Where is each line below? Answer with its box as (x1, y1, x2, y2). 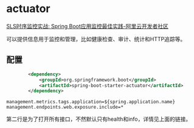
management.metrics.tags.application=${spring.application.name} (6, 99, 175, 105)
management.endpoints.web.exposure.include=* (6, 104, 123, 110)
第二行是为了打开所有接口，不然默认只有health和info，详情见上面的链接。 (6, 115, 192, 123)
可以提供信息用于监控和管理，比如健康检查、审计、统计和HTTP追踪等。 (6, 35, 186, 42)
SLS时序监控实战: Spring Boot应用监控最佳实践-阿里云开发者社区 (6, 22, 168, 30)
